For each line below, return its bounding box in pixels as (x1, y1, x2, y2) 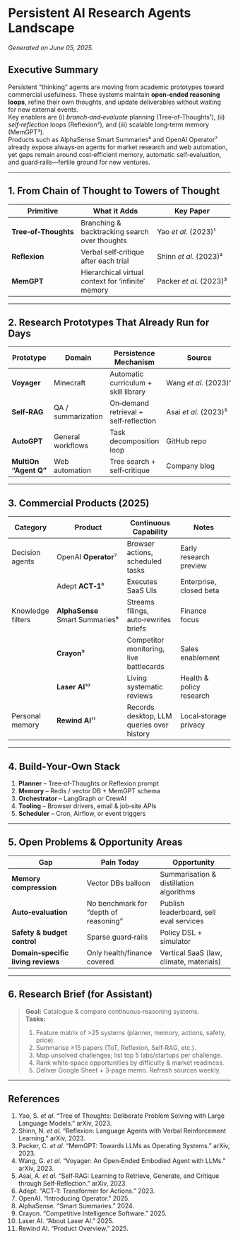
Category (14, 522, 47, 532)
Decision (11, 548, 41, 558)
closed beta (180, 585, 220, 595)
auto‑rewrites (126, 615, 172, 625)
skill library (109, 387, 146, 397)
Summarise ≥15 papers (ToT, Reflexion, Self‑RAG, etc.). (35, 1043, 196, 1051)
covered (86, 957, 114, 967)
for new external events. (8, 105, 79, 114)
